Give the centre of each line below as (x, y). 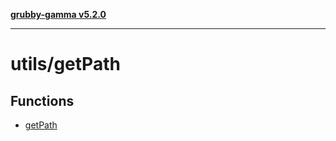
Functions (42, 100)
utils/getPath (65, 64)
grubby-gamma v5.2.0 (58, 14)
